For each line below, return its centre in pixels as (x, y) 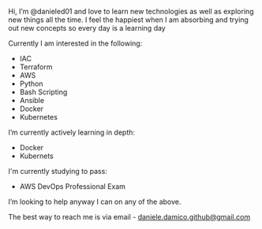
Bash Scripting (43, 92)
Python (31, 83)
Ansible (32, 100)
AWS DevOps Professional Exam (73, 187)
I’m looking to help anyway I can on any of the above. (95, 201)
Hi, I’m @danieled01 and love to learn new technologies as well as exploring (131, 11)
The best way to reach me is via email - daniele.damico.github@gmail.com (129, 217)
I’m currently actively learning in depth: (72, 132)
